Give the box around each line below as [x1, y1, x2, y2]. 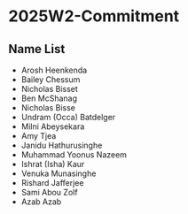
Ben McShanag [20, 93, 77, 103]
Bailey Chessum [20, 74, 81, 85]
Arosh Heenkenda [20, 65, 88, 75]
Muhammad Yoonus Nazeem [20, 149, 128, 160]
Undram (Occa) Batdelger [20, 112, 116, 122]
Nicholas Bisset [20, 84, 79, 94]
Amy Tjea [20, 131, 57, 141]
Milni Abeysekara [20, 121, 85, 132]
